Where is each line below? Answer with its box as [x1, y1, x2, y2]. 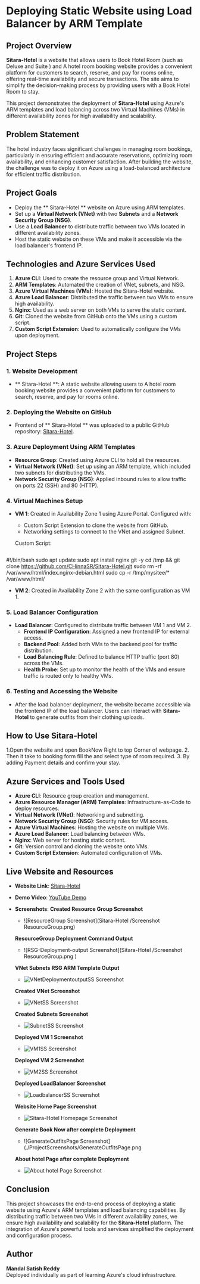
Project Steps [6, 349, 58, 359]
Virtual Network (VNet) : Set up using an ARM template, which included [14, 463, 191, 470]
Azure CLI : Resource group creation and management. [14, 792, 149, 799]
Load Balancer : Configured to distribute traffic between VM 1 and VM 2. [14, 622, 192, 629]
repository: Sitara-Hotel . [14, 428, 74, 435]
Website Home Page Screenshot [14, 1103, 97, 1110]
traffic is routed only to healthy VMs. [23, 672, 113, 680]
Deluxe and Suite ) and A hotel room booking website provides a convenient [6, 63, 192, 70]
